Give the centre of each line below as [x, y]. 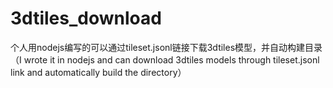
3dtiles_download [86, 18]
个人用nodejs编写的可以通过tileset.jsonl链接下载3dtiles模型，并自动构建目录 [166, 47]
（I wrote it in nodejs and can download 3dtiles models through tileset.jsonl [165, 59]
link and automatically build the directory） [98, 72]
